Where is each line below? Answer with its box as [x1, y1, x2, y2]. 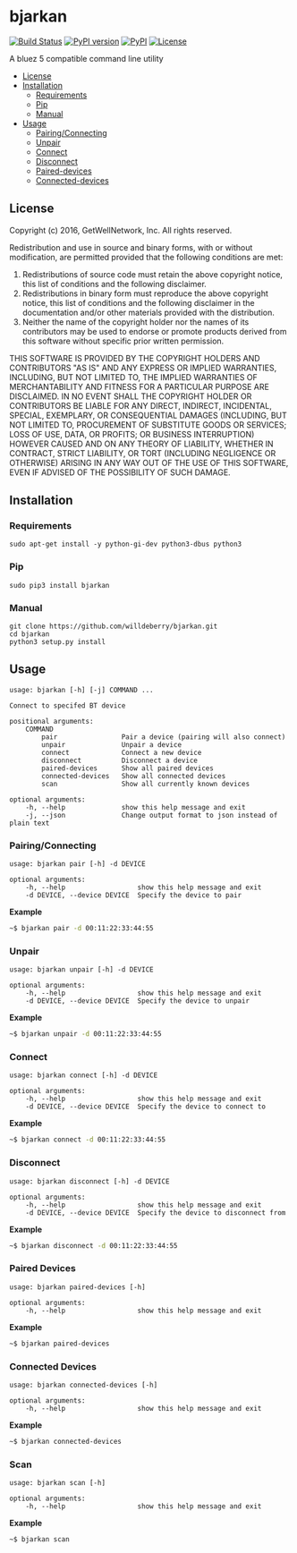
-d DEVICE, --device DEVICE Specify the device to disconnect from [25, 1208, 286, 1218]
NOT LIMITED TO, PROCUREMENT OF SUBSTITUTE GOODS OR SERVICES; [9, 419, 287, 430]
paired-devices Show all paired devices [41, 763, 215, 773]
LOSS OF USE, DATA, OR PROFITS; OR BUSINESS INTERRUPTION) [9, 429, 255, 439]
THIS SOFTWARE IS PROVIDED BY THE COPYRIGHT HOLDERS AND [9, 352, 261, 363]
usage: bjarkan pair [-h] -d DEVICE [9, 860, 146, 869]
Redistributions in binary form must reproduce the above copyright [21, 288, 268, 299]
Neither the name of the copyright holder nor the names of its [21, 316, 250, 327]
